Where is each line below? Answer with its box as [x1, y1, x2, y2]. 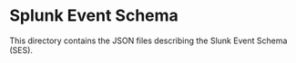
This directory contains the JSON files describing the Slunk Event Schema [9, 35, 288, 46]
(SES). [9, 44, 34, 55]
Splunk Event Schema [9, 5, 179, 26]
